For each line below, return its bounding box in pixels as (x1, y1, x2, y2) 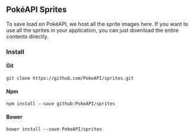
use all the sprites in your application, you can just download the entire (6, 27, 179, 34)
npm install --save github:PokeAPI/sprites (6, 101, 116, 107)
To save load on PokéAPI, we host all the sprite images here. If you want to (6, 20, 189, 27)
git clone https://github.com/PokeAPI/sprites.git (6, 75, 134, 81)
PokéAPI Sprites (6, 5, 67, 15)
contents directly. (6, 32, 49, 40)
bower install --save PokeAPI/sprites (6, 126, 102, 132)
